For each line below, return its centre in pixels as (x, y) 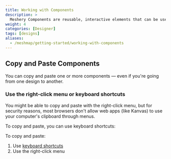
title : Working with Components (39, 10)
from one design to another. (34, 81)
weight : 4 (16, 24)
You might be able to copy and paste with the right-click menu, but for (79, 105)
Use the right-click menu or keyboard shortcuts (65, 94)
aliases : (15, 39)
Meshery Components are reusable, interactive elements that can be (84, 19)
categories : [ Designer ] (31, 29)
